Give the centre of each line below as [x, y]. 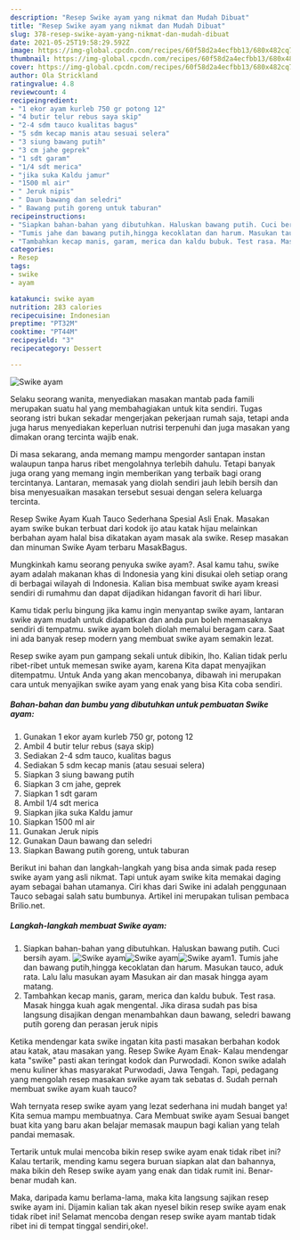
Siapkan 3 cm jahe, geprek [72, 784]
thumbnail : [30, 59]
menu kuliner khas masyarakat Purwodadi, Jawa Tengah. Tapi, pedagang [144, 1070]
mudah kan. [55, 1180]
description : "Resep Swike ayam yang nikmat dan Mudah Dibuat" [130, 17]
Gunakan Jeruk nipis [61, 831]
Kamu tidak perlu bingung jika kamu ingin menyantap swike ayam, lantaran [147, 610]
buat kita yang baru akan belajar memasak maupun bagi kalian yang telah [145, 1125]
